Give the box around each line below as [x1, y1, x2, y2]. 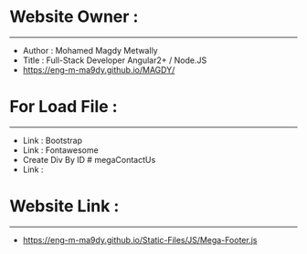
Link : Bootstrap [22, 135, 83, 146]
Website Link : [9, 196, 120, 217]
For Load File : [9, 97, 118, 117]
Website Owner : [9, 6, 139, 27]
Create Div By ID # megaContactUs [22, 154, 156, 165]
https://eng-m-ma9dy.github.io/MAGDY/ [22, 64, 175, 75]
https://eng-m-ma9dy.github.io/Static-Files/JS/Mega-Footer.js [22, 234, 258, 245]
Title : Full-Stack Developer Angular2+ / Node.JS [22, 55, 207, 66]
